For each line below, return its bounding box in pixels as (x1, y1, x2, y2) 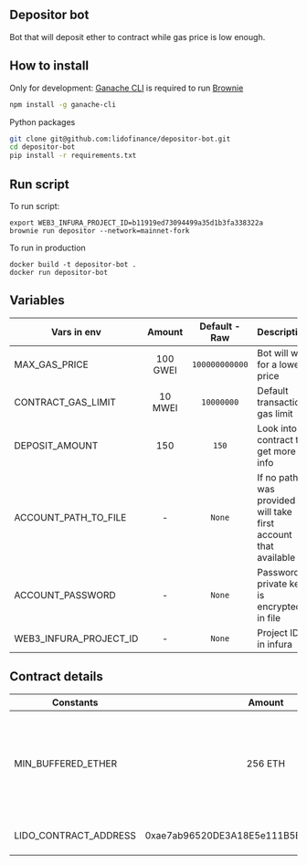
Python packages (9, 116, 76, 127)
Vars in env (50, 325, 102, 338)
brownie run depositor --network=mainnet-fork (9, 226, 190, 236)
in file (257, 611, 281, 624)
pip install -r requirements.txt (9, 151, 137, 161)
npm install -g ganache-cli (9, 100, 117, 109)
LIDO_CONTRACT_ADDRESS (14, 828, 137, 841)
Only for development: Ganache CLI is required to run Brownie (9, 82, 244, 93)
